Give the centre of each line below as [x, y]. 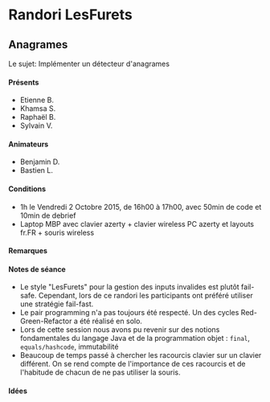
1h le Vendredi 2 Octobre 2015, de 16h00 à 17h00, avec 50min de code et [141, 207]
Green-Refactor [46, 321]
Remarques [28, 251]
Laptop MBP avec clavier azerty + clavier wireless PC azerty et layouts [137, 224]
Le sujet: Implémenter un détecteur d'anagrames [89, 64]
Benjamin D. [40, 162]
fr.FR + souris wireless [57, 232]
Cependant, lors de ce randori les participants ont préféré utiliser [145, 296]
